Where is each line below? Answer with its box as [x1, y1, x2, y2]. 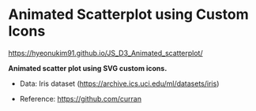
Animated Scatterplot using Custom [8, 6, 249, 24]
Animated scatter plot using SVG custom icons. [8, 63, 168, 72]
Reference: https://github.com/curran [19, 94, 142, 103]
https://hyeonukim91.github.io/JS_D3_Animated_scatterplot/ [8, 48, 203, 57]
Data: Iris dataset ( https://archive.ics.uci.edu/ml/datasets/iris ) [19, 79, 220, 88]
